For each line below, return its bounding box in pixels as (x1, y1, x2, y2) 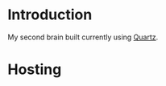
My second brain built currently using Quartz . (7, 32, 159, 42)
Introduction (7, 6, 93, 24)
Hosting (7, 60, 62, 79)
